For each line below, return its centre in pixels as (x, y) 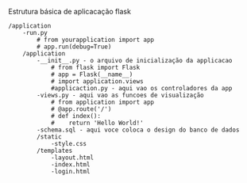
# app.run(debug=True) (74, 47)
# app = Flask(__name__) (92, 74)
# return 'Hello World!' (97, 123)
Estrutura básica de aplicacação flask (69, 11)
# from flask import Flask (95, 67)
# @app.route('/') (81, 109)
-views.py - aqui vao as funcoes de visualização (120, 95)
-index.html (70, 165)
